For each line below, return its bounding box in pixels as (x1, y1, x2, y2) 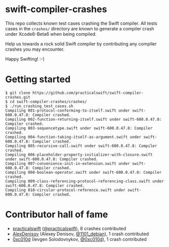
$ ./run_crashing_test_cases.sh (5, 104, 73, 109)
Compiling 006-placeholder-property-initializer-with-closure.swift (5, 152, 153, 157)
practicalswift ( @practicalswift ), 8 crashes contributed (12, 225, 126, 231)
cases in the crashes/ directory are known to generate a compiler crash (5, 25, 154, 31)
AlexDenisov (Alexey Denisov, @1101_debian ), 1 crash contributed (12, 231, 149, 237)
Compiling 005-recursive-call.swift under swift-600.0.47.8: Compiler (5, 143, 157, 149)
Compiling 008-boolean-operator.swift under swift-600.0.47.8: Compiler (5, 170, 162, 175)
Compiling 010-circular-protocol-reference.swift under (5, 187, 125, 192)
